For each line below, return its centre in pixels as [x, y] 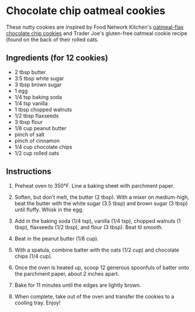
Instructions [29, 172]
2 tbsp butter [30, 72]
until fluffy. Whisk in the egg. [49, 209]
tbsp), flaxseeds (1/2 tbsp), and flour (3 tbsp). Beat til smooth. [89, 227]
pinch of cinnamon [37, 140]
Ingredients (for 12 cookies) [57, 58]
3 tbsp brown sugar [38, 84]
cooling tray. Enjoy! [37, 303]
